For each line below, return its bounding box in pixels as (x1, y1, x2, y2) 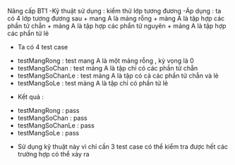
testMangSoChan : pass (17, 114, 88, 122)
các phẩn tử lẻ (7, 29, 49, 37)
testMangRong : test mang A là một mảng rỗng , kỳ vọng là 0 (17, 56, 194, 65)
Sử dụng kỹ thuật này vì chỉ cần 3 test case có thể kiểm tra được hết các (17, 142, 228, 151)
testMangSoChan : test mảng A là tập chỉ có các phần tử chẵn (17, 64, 198, 72)
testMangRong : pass (17, 106, 80, 114)
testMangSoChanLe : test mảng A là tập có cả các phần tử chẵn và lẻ (17, 71, 219, 80)
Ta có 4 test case (17, 43, 68, 51)
